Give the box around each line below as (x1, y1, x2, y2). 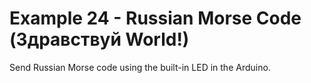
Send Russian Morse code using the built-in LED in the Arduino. (9, 61, 271, 73)
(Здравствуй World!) (9, 28, 190, 51)
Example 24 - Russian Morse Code (9, 7, 302, 30)
